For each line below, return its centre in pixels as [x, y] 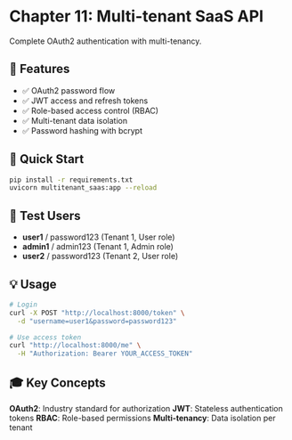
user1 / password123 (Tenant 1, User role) [98, 237]
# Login [24, 305]
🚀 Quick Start [47, 159]
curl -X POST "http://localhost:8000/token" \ [97, 313]
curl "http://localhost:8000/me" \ [75, 346]
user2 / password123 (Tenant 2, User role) [100, 257]
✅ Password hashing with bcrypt [82, 130]
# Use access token [45, 337]
